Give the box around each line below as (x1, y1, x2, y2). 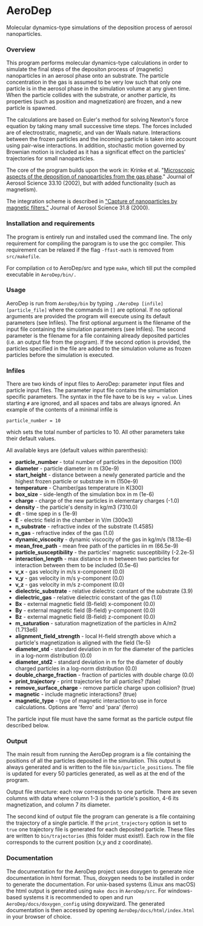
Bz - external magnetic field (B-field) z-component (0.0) (15, 613, 156, 621)
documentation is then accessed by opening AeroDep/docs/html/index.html (6, 906, 195, 914)
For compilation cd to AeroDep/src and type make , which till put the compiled (6, 264, 196, 271)
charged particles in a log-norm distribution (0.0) (15, 665, 138, 672)
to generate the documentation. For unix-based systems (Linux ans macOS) (6, 880, 196, 888)
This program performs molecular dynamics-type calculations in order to (6, 59, 188, 67)
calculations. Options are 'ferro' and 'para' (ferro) (15, 704, 138, 711)
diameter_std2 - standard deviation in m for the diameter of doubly (15, 658, 184, 666)
